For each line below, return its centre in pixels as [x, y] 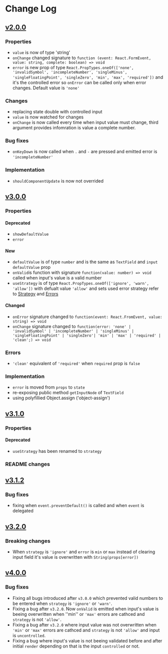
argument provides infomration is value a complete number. [74, 128]
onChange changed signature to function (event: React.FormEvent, [82, 58]
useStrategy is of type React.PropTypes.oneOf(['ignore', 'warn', [81, 283]
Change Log [31, 9]
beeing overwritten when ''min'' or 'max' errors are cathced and [78, 614]
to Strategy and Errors [35, 294]
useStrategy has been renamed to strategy [57, 451]
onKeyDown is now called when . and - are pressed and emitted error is [85, 151]
